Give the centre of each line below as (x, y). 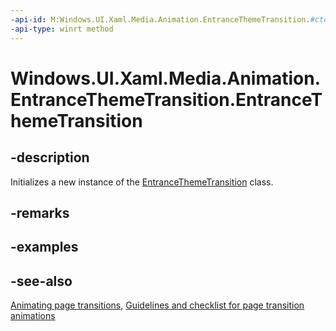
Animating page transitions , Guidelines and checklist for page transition (157, 305)
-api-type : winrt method (62, 29)
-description (50, 157)
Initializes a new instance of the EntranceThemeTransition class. (142, 182)
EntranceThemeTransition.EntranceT (166, 99)
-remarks (40, 212)
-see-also (41, 281)
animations (33, 316)
